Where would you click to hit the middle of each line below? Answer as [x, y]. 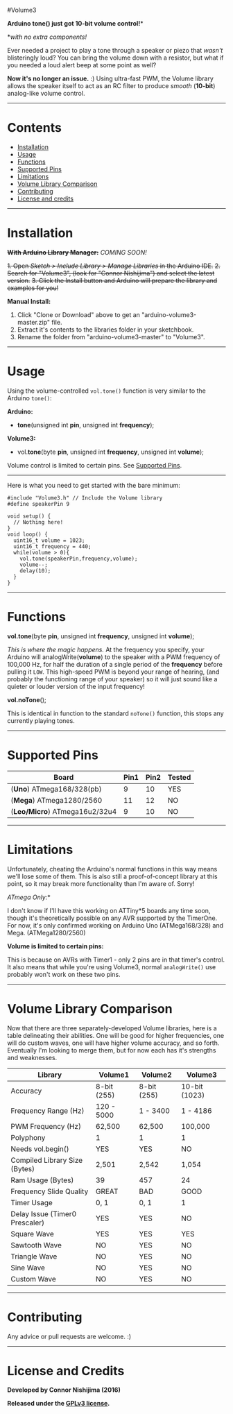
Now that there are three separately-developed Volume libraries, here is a [112, 1028]
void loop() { [28, 534]
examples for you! [33, 288]
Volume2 [156, 1075]
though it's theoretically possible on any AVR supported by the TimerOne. [112, 918]
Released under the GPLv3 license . [59, 1404]
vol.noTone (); [27, 699]
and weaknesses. [32, 1057]
